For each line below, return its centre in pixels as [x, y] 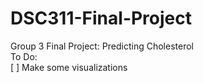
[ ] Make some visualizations [69, 67]
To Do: [24, 56]
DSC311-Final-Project [101, 18]
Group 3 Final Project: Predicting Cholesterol [102, 46]
